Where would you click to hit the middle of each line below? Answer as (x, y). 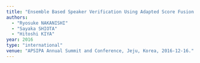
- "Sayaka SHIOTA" (35, 28)
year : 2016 (20, 40)
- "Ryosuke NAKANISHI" (40, 23)
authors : (17, 17)
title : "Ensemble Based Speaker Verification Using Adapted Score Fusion (100, 12)
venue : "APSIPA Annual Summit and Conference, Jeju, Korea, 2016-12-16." (100, 51)
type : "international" (34, 46)
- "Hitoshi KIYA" (33, 34)
